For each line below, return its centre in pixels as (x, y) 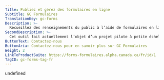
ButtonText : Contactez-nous (34, 41)
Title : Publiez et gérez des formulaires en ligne (58, 10)
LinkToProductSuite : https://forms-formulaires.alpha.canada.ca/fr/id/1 (81, 55)
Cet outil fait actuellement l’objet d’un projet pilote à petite (78, 37)
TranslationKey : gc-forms (31, 19)
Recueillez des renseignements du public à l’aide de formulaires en (82, 28)
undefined (15, 73)
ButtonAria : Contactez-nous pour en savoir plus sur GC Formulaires (76, 46)
